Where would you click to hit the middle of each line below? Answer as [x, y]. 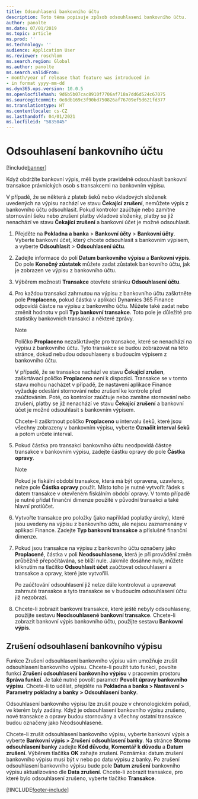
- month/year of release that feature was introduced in [78, 78]
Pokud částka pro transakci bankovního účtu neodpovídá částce [93, 445]
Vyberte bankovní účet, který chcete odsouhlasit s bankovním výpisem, [102, 240]
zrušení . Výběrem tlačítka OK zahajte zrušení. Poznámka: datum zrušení [95, 753]
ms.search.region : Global [38, 61]
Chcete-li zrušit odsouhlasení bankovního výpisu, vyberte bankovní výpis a [98, 734]
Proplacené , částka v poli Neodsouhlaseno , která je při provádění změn [103, 555]
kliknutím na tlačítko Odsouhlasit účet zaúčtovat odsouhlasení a [93, 567]
